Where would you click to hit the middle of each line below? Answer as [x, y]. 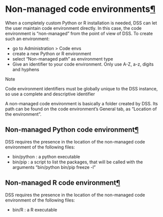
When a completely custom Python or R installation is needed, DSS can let [81, 23]
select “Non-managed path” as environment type [63, 59]
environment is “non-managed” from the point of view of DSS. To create [79, 33]
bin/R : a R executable [35, 210]
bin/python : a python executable [46, 156]
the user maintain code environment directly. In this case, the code [73, 28]
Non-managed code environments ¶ [80, 9]
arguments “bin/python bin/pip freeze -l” [54, 167]
